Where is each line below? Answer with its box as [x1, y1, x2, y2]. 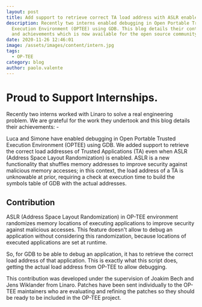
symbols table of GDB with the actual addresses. [6, 180, 127, 187]
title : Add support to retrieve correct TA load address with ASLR [6, 14, 179, 20]
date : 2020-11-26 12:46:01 [6, 37, 74, 43]
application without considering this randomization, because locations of [6, 232, 186, 240]
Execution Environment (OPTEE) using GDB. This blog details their [11, 25, 185, 32]
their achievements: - [6, 123, 59, 131]
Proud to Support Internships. [6, 91, 158, 104]
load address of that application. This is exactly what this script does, [6, 257, 178, 264]
